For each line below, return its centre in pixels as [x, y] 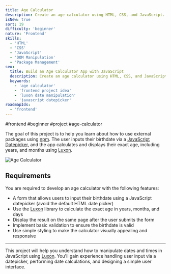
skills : [13, 39]
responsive [24, 236]
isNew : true [18, 19]
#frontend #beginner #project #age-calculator [54, 124]
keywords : [20, 81]
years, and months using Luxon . [39, 150]
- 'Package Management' [35, 62]
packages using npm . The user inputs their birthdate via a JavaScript [78, 139]
